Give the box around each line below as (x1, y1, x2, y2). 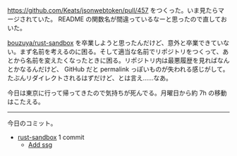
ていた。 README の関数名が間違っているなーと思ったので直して (31, 15, 221, 23)
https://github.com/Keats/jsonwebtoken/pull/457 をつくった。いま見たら (7, 6, 219, 14)
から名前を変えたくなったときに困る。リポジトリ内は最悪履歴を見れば (13, 56, 217, 65)
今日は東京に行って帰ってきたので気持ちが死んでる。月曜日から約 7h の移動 (7, 89, 227, 97)
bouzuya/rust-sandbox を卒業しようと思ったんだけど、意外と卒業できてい (7, 39, 224, 47)
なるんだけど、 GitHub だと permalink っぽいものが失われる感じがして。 (19, 65, 229, 73)
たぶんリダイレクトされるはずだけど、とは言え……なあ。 (7, 74, 173, 82)
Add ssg (28, 141, 53, 149)
